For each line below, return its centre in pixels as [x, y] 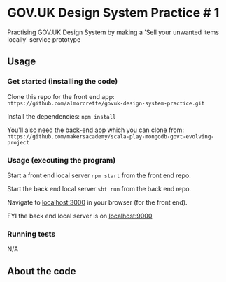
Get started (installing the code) [63, 82]
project [19, 142]
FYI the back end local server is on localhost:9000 [80, 216]
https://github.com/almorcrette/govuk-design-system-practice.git [106, 103]
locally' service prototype [44, 39]
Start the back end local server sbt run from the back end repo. [99, 188]
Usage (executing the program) [62, 160]
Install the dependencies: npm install [62, 116]
